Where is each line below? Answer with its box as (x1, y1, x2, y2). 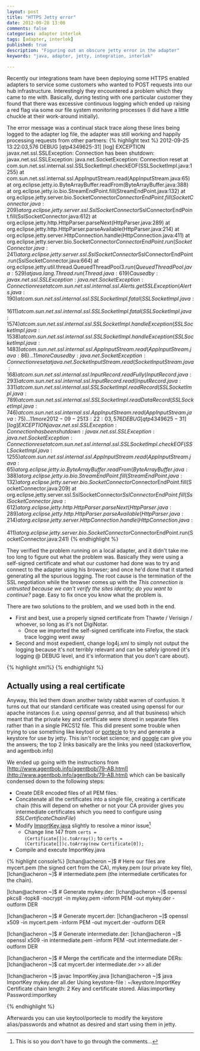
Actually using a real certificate (7, 681, 125, 691)
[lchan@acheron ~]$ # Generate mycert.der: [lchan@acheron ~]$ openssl (7, 912, 189, 920)
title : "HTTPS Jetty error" (7, 14, 77, 20)
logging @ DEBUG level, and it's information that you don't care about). (15, 652, 189, 659)
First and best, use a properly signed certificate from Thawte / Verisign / (15, 614, 192, 621)
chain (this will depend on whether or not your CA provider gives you (15, 802, 184, 809)
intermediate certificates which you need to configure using (15, 808, 162, 816)
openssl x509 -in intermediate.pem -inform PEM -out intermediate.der (7, 937, 179, 944)
